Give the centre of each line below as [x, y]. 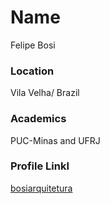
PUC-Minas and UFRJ [55, 140]
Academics [38, 119]
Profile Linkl [40, 166]
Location [32, 71]
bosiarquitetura [41, 188]
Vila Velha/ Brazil [45, 93]
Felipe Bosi [33, 45]
